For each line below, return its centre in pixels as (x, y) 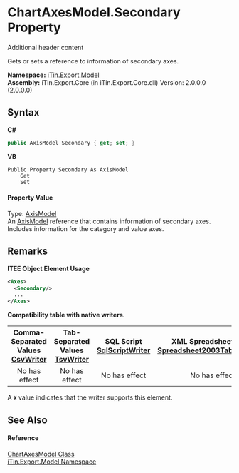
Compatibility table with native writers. (67, 315)
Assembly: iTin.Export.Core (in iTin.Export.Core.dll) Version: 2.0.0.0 (107, 82)
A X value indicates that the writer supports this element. (90, 397)
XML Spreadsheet (202, 342)
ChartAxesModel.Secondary (94, 12)
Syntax (23, 112)
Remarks (28, 251)
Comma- (29, 332)
